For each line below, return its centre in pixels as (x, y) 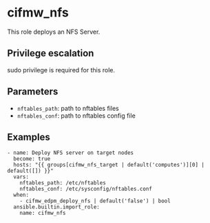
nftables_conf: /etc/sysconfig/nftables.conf (86, 189)
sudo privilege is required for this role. (61, 70)
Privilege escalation (51, 53)
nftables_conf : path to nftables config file (76, 116)
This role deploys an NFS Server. (54, 32)
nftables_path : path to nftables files (68, 108)
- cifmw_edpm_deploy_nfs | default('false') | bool (95, 201)
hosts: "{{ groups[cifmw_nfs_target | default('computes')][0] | (109, 165)
